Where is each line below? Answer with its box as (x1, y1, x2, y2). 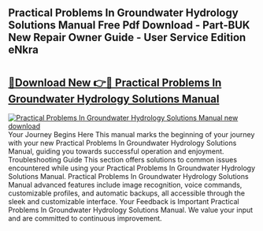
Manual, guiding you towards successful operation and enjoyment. (8, 147, 224, 156)
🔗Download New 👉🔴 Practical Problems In (8, 76, 222, 89)
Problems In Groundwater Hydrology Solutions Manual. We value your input (8, 205, 254, 214)
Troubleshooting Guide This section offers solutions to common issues (8, 155, 238, 164)
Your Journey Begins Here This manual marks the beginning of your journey (8, 130, 255, 139)
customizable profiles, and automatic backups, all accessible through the (8, 188, 246, 198)
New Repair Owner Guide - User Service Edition (8, 31, 246, 44)
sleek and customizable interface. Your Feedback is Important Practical (8, 197, 239, 206)
